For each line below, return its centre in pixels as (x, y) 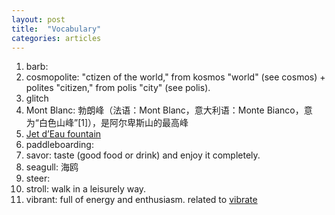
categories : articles (56, 38)
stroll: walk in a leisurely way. (86, 189)
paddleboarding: (59, 145)
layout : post (38, 19)
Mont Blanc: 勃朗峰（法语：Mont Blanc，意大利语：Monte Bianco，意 (169, 110)
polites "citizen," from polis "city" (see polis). (118, 88)
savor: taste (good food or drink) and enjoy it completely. (143, 155)
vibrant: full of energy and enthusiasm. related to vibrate (141, 200)
